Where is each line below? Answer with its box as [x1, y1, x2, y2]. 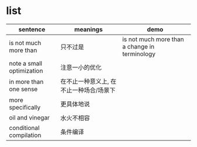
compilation [9, 131, 42, 139]
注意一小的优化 [60, 63, 102, 71]
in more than [9, 77, 44, 86]
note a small [9, 59, 43, 67]
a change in [122, 42, 155, 50]
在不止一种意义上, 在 [60, 77, 117, 86]
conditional [9, 124, 40, 132]
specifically [9, 103, 41, 111]
